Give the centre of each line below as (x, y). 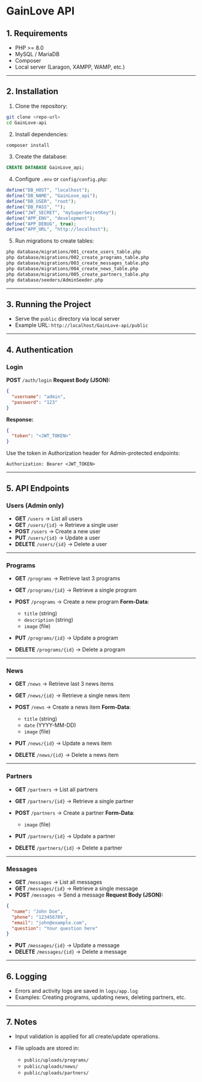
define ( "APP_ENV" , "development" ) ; (51, 218)
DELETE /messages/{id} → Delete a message (71, 952)
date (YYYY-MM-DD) (50, 725)
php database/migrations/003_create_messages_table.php (78, 263)
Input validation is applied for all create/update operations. (87, 1036)
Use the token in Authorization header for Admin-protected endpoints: (93, 453)
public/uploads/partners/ (56, 1073)
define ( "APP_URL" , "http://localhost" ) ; (58, 229)
